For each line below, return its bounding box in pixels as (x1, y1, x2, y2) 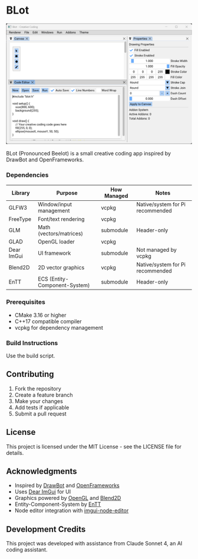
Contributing (6, 369, 54, 379)
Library (11, 189, 30, 196)
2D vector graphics (38, 264, 85, 271)
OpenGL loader (38, 238, 75, 245)
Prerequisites (6, 298, 45, 306)
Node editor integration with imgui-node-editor (14, 507, 129, 514)
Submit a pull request (14, 410, 67, 417)
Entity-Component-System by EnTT (14, 500, 101, 508)
